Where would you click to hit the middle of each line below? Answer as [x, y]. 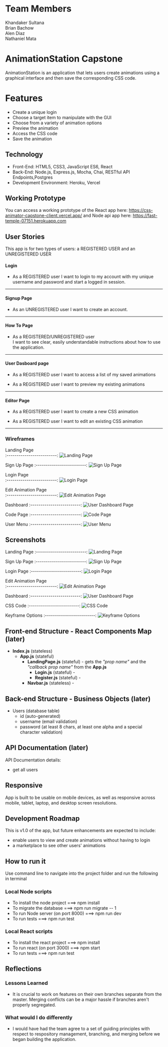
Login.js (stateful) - [55, 672]
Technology [24, 155]
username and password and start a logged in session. [69, 282]
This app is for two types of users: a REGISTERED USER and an [70, 249]
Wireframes [20, 439]
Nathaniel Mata [21, 39]
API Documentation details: [33, 760]
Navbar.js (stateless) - [50, 683]
